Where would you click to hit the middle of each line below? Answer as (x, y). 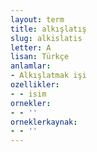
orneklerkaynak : (44, 122)
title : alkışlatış (48, 29)
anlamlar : (31, 66)
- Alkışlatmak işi (48, 76)
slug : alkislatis (46, 38)
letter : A (31, 47)
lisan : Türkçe (40, 57)
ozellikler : (35, 85)
